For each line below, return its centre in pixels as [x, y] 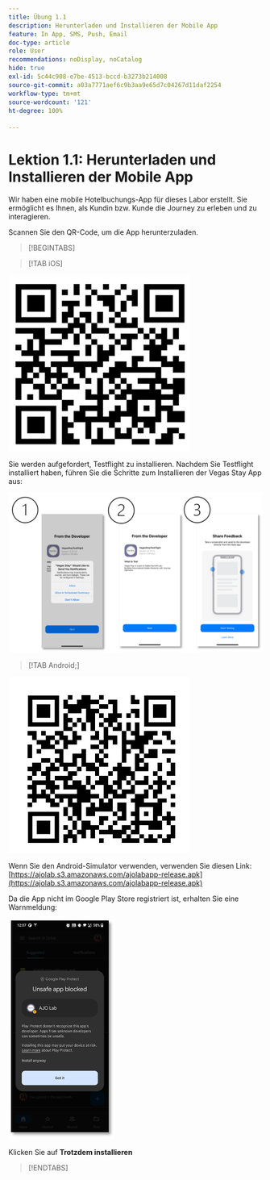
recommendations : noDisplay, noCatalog [75, 60]
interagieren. [29, 217]
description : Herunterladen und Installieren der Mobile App [113, 25]
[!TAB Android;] [54, 665]
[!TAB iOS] [45, 264]
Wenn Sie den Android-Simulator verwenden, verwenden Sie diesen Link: [130, 866]
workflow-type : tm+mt [45, 94]
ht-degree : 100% [35, 110]
